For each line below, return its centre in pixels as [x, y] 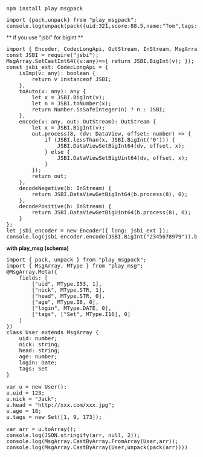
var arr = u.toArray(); [41, 429]
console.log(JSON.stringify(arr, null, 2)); [73, 435]
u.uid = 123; [26, 393]
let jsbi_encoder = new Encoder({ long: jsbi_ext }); [88, 230]
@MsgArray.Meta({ [32, 272]
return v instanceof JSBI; [72, 79]
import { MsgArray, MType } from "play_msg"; [75, 266]
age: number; [38, 357]
